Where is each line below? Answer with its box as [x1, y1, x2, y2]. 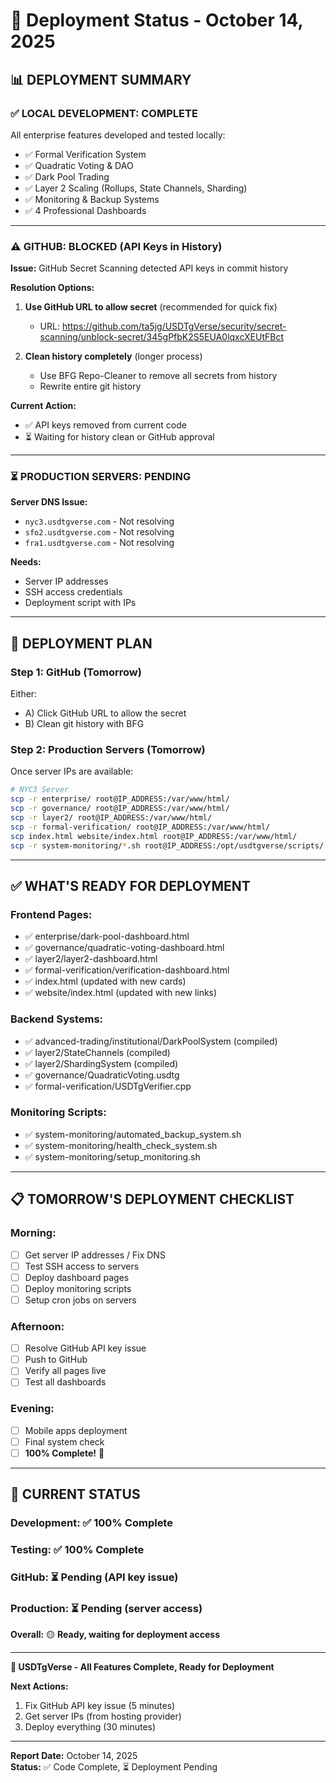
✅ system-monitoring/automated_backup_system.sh [24, 1128, 242, 1140]
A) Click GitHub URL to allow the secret [24, 707, 187, 719]
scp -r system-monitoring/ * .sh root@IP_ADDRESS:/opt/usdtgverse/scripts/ [10, 840, 325, 851]
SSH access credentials [24, 586, 123, 598]
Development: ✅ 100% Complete [10, 1516, 173, 1530]
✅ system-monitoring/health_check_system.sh [24, 1139, 218, 1151]
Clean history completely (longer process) [24, 350, 203, 363]
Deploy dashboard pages [24, 1271, 130, 1283]
